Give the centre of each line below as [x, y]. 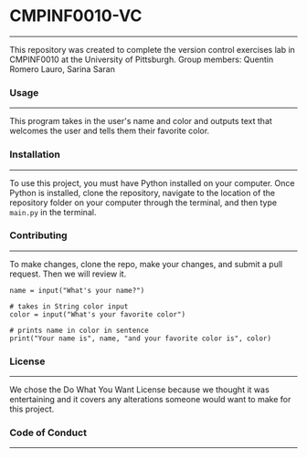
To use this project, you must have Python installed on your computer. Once [152, 182]
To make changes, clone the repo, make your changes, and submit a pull [146, 264]
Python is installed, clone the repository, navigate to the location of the [143, 193]
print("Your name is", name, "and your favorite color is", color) [141, 338]
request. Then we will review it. [68, 274]
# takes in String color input [69, 307]
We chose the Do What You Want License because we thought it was [139, 390]
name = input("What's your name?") [77, 290]
